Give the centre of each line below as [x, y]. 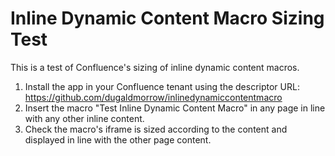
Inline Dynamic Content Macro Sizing [167, 18]
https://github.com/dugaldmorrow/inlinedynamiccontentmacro [153, 97]
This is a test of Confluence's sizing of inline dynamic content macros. [155, 67]
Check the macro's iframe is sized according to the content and [156, 129]
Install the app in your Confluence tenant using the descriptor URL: [162, 86]
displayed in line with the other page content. [118, 139]
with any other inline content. [84, 118]
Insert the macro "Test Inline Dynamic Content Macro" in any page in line [175, 108]
